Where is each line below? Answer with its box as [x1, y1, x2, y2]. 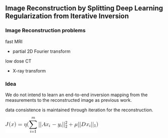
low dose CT [5, 58, 32, 64]
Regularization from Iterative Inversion [5, 12, 129, 21]
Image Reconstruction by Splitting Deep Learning [5, 4, 163, 13]
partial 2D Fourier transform [12, 48, 71, 54]
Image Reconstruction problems [5, 27, 86, 34]
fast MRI [5, 38, 23, 44]
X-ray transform [12, 67, 46, 74]
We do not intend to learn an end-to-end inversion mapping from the [5, 92, 148, 98]
